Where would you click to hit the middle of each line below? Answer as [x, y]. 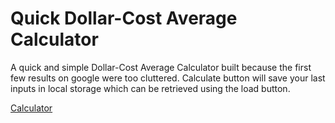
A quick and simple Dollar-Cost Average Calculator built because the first [161, 67]
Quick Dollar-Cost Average [124, 18]
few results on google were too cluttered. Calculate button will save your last [168, 78]
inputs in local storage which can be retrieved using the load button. [150, 88]
